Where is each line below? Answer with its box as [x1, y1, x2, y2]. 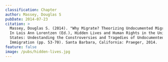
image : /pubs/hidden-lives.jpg [5, 49, 70, 54]
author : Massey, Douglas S [5, 12, 61, 17]
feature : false [5, 44, 37, 49]
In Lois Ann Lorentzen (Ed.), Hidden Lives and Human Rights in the [9, 30, 155, 35]
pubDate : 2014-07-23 [5, 16, 48, 21]
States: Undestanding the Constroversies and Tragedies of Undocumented [9, 35, 164, 40]
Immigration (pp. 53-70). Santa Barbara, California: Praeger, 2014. [9, 40, 157, 45]
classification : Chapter [5, 7, 57, 12]
